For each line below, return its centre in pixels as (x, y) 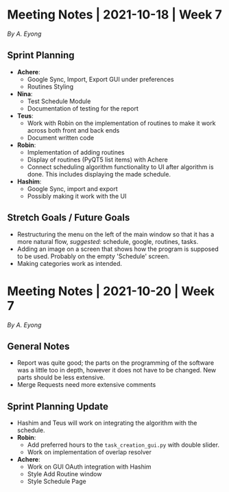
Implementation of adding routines (76, 152)
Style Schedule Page (57, 482)
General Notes (38, 346)
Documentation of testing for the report (83, 108)
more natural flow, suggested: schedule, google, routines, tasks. (108, 241)
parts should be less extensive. (61, 377)
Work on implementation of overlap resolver (89, 452)
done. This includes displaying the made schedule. (99, 174)
